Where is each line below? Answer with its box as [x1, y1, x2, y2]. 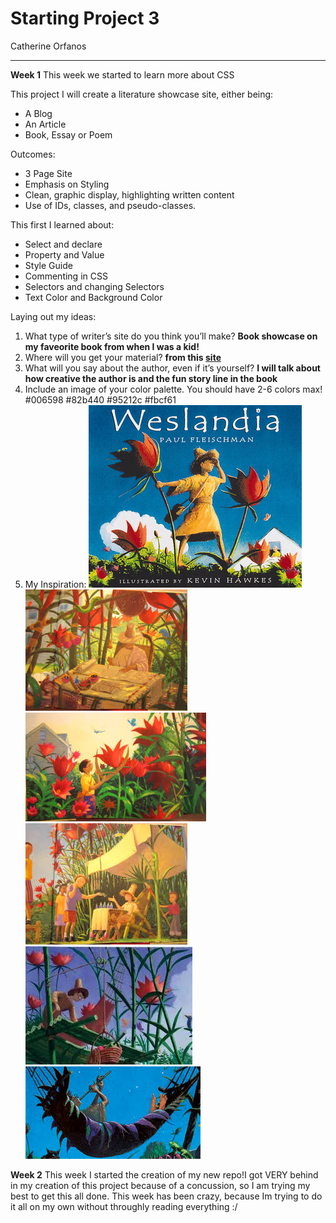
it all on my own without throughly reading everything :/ [10, 1200, 238, 1212]
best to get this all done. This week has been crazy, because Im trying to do [10, 1190, 323, 1202]
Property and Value [24, 248, 105, 261]
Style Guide [24, 259, 73, 271]
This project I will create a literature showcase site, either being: [10, 88, 274, 100]
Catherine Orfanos [10, 40, 87, 52]
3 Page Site [24, 167, 73, 179]
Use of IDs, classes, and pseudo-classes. [24, 199, 197, 211]
